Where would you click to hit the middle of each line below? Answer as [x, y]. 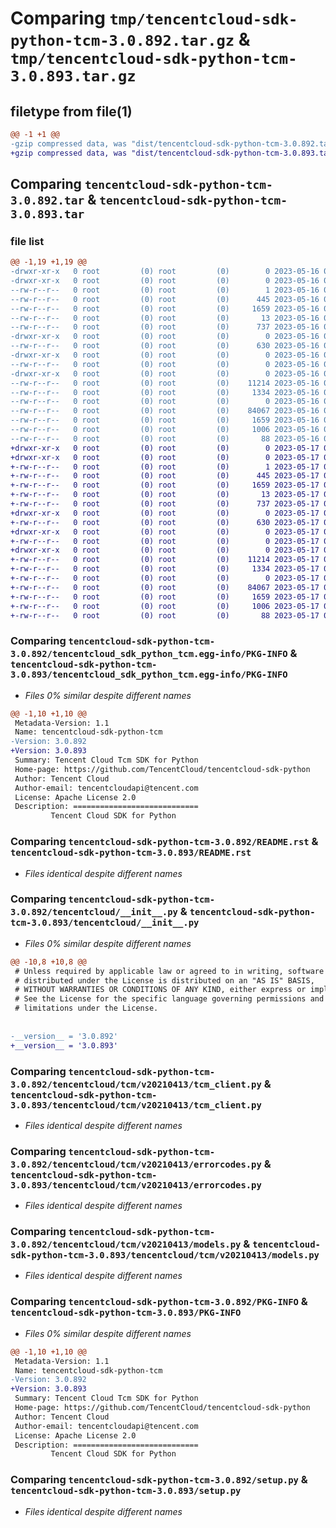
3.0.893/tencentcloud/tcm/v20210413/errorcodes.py [136, 1185]
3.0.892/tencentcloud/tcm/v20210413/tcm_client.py [136, 1084]
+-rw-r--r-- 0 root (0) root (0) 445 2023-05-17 [165, 476]
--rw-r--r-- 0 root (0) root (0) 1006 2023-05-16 [165, 430]
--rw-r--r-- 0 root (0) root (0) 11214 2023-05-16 [165, 383]
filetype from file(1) [71, 111]
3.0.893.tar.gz [73, 76]
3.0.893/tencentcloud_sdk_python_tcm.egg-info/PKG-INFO [149, 675]
